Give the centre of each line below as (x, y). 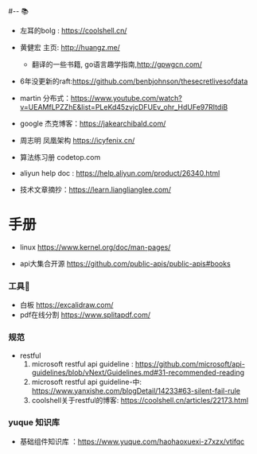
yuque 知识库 (34, 422)
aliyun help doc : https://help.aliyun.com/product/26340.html (120, 173)
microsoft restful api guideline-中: (86, 382)
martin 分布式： (45, 98)
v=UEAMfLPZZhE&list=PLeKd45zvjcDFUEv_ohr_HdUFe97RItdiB (124, 107)
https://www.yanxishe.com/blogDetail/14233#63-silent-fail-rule (136, 390)
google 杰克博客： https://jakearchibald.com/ (93, 123)
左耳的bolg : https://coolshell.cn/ (73, 31)
